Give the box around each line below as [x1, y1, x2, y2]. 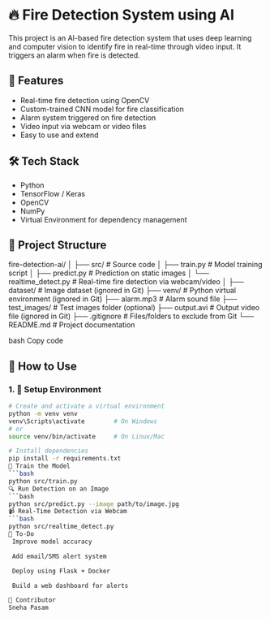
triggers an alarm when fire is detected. [8, 50, 140, 60]
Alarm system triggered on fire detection [19, 112, 156, 123]
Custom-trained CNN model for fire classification [19, 104, 184, 114]
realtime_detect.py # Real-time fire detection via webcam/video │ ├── [8, 277, 245, 287]
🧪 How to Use [8, 359, 77, 373]
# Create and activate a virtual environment [8, 402, 165, 411]
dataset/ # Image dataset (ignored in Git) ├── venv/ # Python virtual [8, 286, 237, 296]
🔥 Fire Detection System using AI [8, 6, 235, 24]
